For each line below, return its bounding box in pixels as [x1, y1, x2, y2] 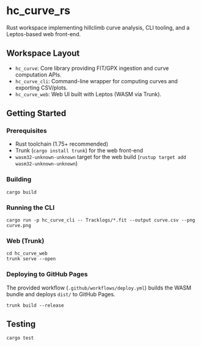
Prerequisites [6, 127, 47, 135]
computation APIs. [15, 71, 62, 78]
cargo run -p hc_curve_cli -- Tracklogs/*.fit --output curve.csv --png [6, 217, 196, 223]
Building [6, 175, 32, 184]
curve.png [6, 223, 32, 229]
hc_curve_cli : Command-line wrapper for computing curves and [15, 77, 178, 84]
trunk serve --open [6, 256, 56, 262]
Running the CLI [6, 203, 55, 212]
